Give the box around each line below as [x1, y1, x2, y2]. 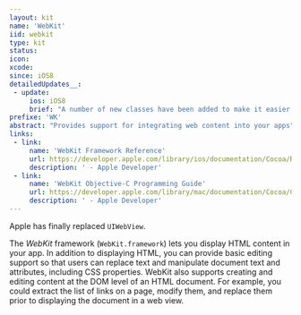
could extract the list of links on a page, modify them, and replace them [9, 285, 273, 296]
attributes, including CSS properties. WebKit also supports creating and [9, 266, 273, 277]
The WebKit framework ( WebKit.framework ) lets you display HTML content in [9, 238, 290, 249]
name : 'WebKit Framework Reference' [29, 146, 167, 155]
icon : [9, 55, 30, 64]
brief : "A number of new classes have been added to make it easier [29, 105, 291, 114]
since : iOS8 [9, 72, 54, 81]
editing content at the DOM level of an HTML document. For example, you [9, 276, 282, 286]
